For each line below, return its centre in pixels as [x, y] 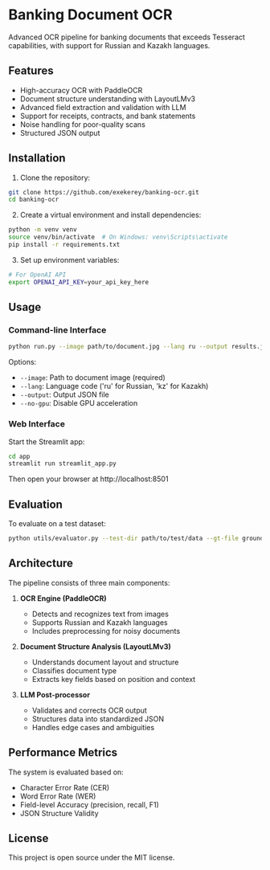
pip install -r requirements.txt [64, 245]
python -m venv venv [43, 230]
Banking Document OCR [90, 15]
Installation [37, 158]
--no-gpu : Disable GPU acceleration [79, 403]
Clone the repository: [55, 178]
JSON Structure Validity [59, 813]
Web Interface [37, 424]
